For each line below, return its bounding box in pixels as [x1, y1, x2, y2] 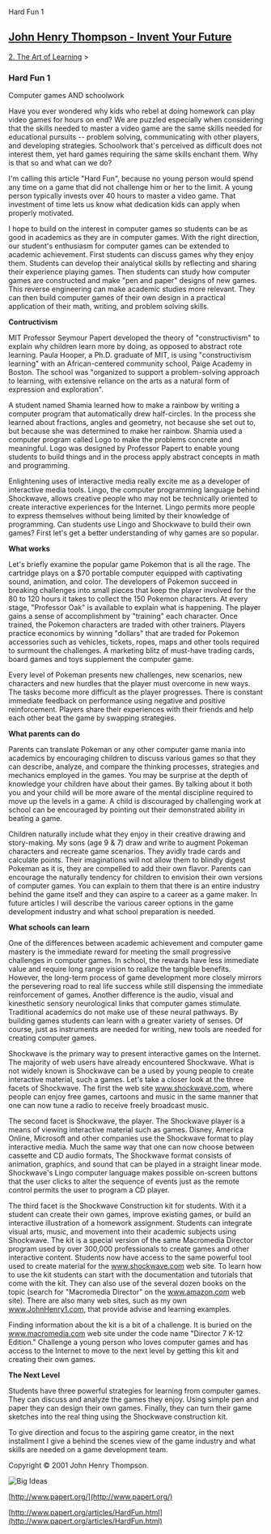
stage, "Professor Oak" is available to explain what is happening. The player [8, 603, 261, 612]
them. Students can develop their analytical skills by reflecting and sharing [8, 259, 257, 269]
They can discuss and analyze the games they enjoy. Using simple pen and [8, 1394, 259, 1404]
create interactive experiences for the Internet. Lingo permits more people [8, 502, 256, 512]
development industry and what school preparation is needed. [8, 907, 216, 917]
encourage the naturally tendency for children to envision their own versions [8, 872, 263, 883]
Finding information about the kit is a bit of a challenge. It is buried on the [8, 1320, 252, 1330]
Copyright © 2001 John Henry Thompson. [8, 1460, 150, 1471]
